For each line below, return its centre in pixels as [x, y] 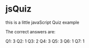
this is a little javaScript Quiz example [42, 22]
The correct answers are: [31, 32]
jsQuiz [19, 9]
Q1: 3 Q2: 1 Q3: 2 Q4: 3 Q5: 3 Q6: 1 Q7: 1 [45, 41]
